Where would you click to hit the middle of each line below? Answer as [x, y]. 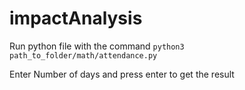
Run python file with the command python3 [97, 46]
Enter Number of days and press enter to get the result [122, 74]
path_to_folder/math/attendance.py [83, 55]
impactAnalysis [76, 18]
